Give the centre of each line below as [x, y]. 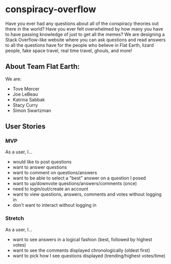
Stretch [15, 219]
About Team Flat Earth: [42, 67]
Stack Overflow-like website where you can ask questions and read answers [85, 40]
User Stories [25, 127]
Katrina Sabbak [29, 99]
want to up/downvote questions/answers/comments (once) [75, 183]
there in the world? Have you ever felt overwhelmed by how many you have [84, 29]
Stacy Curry [25, 105]
